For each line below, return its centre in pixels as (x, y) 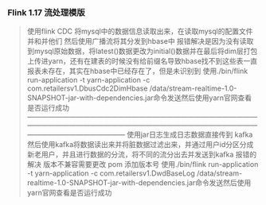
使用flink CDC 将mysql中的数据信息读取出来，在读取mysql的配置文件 (140, 31)
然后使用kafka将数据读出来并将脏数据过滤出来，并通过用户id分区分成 (140, 145)
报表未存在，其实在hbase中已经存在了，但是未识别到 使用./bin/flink (137, 71)
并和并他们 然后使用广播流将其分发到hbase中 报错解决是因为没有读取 (140, 41)
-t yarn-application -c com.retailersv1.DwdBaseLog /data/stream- (135, 173)
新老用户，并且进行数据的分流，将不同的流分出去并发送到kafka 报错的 (142, 155)
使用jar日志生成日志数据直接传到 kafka (190, 135)
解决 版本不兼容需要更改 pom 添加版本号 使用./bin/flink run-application (143, 164)
